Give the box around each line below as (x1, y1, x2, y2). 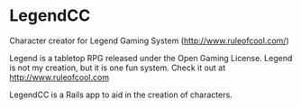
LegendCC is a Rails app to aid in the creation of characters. (9, 89, 233, 100)
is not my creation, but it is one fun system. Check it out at (9, 62, 226, 73)
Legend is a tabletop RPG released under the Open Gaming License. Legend (9, 52, 293, 63)
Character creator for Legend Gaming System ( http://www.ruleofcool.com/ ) (9, 35, 290, 46)
